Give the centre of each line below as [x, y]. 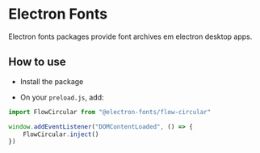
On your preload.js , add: [62, 97]
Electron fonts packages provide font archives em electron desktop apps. [130, 36]
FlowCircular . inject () [61, 134]
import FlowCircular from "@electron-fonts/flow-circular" [110, 112]
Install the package [52, 81]
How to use [37, 62]
